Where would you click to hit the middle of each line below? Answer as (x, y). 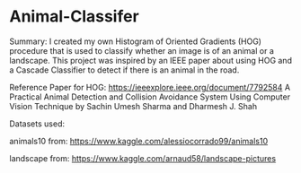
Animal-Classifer (74, 17)
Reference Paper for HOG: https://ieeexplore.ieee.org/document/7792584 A (150, 87)
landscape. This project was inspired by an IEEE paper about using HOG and (150, 60)
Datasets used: (37, 124)
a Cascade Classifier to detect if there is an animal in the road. (124, 70)
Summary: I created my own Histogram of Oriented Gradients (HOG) (136, 41)
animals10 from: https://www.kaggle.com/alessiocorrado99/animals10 (138, 141)
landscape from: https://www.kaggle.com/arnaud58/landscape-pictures (143, 158)
